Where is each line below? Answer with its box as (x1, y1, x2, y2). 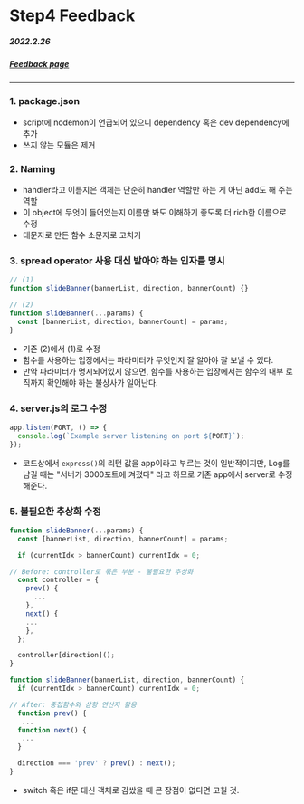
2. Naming (9, 162, 56, 175)
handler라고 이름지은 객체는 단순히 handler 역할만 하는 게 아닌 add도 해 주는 (22, 185, 293, 196)
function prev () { (17, 708, 88, 718)
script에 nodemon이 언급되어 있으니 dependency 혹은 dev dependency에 (22, 117, 290, 128)
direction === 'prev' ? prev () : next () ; (17, 759, 176, 768)
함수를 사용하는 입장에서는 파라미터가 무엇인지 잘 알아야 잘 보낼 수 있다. (22, 354, 274, 365)
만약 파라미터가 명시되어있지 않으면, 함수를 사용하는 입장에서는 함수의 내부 (22, 366, 284, 377)
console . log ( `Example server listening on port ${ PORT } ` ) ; (17, 431, 245, 440)
